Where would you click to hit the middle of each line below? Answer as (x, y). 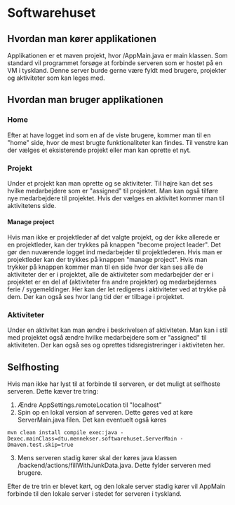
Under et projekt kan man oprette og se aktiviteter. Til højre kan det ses (110, 183)
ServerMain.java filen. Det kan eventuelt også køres (92, 420)
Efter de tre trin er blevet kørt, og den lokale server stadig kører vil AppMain (116, 486)
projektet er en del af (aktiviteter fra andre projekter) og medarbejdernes (112, 282)
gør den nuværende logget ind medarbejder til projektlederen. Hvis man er (115, 252)
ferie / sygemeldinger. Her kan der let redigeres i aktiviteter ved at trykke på (117, 289)
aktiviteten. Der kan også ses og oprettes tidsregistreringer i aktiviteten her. (116, 345)
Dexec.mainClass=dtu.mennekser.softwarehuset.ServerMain (92, 439)
